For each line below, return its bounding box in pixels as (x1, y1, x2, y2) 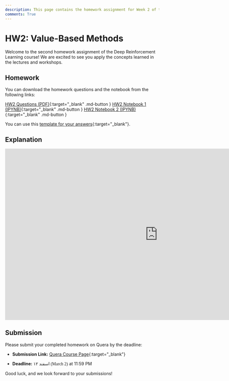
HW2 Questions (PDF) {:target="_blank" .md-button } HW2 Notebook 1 (5, 101, 147, 107)
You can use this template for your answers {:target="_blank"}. (5, 121, 131, 127)
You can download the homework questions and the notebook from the (5, 87, 149, 93)
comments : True (5, 12, 36, 17)
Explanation (5, 135, 43, 143)
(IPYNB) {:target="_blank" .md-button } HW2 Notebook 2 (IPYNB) (5, 106, 136, 113)
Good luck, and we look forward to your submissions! (5, 370, 113, 376)
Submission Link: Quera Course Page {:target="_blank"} (12, 351, 126, 357)
